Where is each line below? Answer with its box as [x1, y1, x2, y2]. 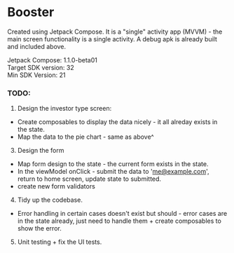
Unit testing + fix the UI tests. [17, 238, 102, 246]
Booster [7, 4, 55, 20]
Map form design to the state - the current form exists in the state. [17, 160, 209, 168]
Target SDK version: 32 [7, 63, 75, 71]
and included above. [7, 42, 67, 50]
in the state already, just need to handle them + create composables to [17, 217, 222, 225]
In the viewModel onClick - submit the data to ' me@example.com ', [17, 167, 209, 176]
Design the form [17, 146, 64, 155]
